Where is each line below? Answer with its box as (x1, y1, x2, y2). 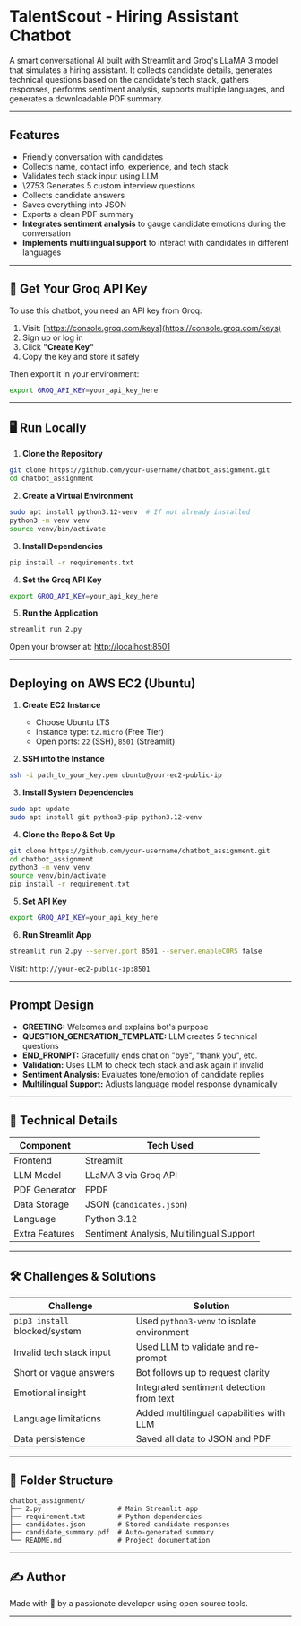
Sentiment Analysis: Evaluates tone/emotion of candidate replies (21, 1069, 265, 1080)
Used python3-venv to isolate (135, 1315, 257, 1327)
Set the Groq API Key (21, 574, 102, 585)
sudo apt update (9, 804, 70, 813)
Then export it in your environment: (9, 368, 140, 379)
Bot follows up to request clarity (135, 1367, 271, 1379)
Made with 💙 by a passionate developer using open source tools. (9, 1597, 249, 1608)
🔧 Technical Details (9, 1113, 119, 1128)
